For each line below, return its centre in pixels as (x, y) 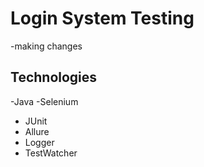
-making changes (46, 46)
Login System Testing (102, 18)
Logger (39, 142)
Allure (37, 131)
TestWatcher (51, 153)
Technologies (54, 77)
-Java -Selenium (44, 101)
